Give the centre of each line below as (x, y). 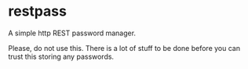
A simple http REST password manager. (72, 33)
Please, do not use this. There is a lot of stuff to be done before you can (124, 48)
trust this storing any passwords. (61, 56)
